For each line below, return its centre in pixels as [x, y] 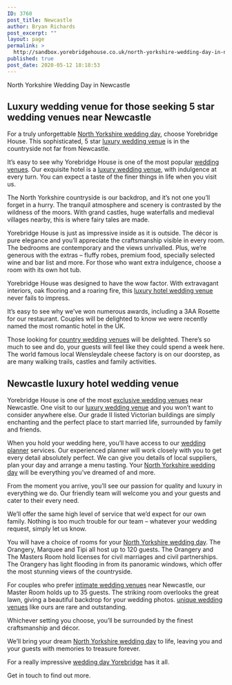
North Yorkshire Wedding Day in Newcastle [69, 84]
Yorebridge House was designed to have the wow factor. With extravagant [113, 283]
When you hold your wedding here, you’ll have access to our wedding [106, 443]
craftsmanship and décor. [43, 628]
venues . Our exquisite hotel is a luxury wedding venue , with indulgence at [112, 170]
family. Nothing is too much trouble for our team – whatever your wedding [112, 522]
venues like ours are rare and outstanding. [67, 607]
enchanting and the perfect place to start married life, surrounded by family [115, 422]
